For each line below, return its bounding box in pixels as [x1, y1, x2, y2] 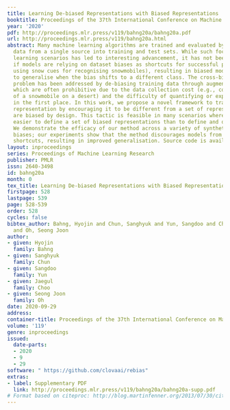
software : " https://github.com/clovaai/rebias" [7, 367, 149, 374]
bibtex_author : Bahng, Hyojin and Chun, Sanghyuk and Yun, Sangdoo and [7, 220, 216, 227]
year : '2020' [7, 23, 44, 29]
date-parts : [13, 341, 48, 348]
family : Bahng [13, 246, 53, 253]
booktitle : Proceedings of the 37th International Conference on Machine [7, 16, 222, 23]
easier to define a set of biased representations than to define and [13, 118, 219, 125]
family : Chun [13, 258, 51, 265]
